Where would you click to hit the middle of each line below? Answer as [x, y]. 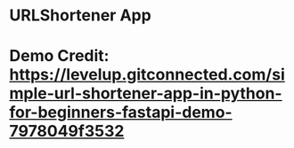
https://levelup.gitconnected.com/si [147, 75]
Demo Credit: [59, 56]
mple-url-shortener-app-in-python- [146, 93]
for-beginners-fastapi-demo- [121, 113]
